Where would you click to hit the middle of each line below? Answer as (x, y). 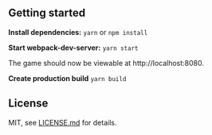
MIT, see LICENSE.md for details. (63, 122)
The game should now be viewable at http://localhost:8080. (106, 63)
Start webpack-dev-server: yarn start (73, 48)
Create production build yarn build (67, 78)
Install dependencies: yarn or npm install (78, 32)
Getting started (47, 13)
